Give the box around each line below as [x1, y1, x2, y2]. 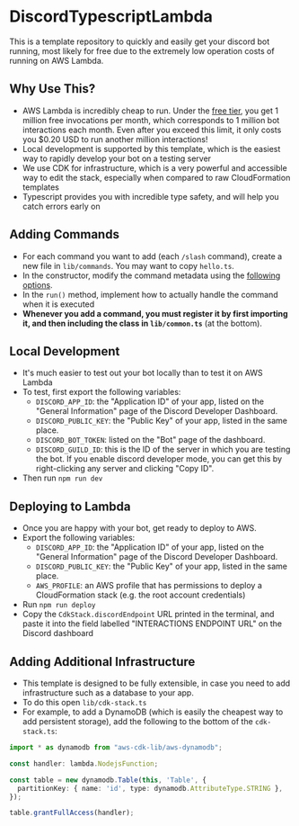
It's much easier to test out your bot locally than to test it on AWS [22, 367, 263, 379]
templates [22, 182, 60, 193]
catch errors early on [22, 201, 101, 211]
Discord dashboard [22, 628, 94, 639]
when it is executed [22, 299, 95, 310]
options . [22, 279, 53, 290]
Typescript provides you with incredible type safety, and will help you [22, 191, 280, 202]
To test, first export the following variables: [22, 387, 181, 398]
